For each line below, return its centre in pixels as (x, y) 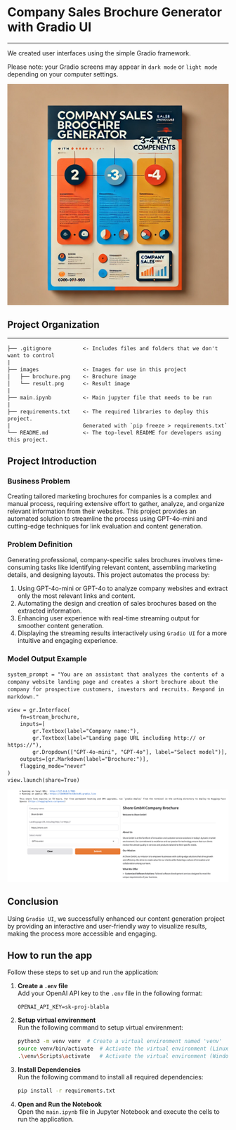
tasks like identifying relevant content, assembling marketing (129, 567)
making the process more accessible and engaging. (82, 933)
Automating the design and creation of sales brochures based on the (117, 603)
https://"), (25, 745)
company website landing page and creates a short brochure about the (113, 682)
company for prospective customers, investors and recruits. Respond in (116, 690)
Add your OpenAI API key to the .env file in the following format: (110, 993)
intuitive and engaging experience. (67, 640)
